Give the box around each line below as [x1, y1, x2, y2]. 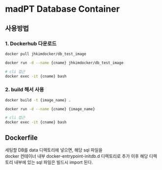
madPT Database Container [5, 3, 120, 15]
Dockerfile [5, 133, 38, 142]
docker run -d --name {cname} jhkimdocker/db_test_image [5, 60, 124, 65]
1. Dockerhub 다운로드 [5, 40, 57, 47]
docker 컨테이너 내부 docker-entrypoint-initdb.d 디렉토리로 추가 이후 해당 [5, 153, 148, 159]
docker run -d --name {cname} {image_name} [5, 106, 95, 111]
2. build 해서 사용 [5, 86, 44, 93]
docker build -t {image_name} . [5, 97, 71, 102]
